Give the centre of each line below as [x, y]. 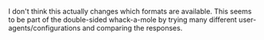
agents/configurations [45, 28]
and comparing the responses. [132, 28]
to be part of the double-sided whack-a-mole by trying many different [122, 20]
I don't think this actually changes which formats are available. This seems [130, 11]
